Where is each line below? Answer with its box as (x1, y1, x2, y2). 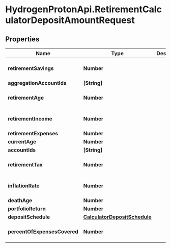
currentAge (8, 138, 37, 145)
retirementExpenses (8, 130, 59, 137)
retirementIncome (8, 115, 52, 122)
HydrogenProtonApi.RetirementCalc (5, 4, 162, 15)
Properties (5, 35, 40, 43)
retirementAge (8, 94, 44, 101)
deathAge (8, 197, 33, 204)
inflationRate (8, 182, 40, 189)
